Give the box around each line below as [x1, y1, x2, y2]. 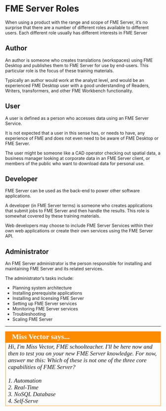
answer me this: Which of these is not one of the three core [8, 357, 147, 364]
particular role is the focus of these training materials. [5, 68, 114, 74]
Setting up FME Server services [12, 300, 77, 306]
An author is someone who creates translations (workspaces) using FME [5, 57, 153, 63]
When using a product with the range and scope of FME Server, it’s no [5, 19, 148, 25]
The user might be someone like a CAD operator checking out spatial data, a [5, 150, 161, 156]
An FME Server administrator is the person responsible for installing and [5, 261, 152, 266]
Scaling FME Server [12, 316, 53, 322]
